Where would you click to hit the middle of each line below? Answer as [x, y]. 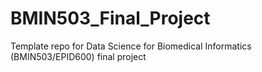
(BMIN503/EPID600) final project [78, 56]
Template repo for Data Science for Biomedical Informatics [131, 46]
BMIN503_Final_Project [110, 18]
